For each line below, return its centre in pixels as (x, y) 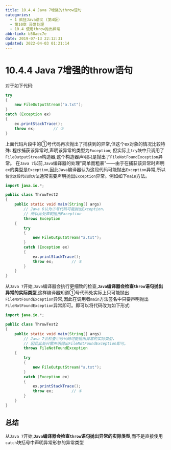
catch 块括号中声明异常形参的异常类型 (45, 442)
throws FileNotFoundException (56, 348)
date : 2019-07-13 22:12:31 (34, 39)
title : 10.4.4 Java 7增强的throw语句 (43, 10)
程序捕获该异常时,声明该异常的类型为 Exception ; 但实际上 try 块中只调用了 (88, 150)
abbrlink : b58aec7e (26, 34)
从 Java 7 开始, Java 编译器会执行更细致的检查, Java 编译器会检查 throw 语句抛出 (84, 286)
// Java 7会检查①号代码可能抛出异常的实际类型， (70, 339)
